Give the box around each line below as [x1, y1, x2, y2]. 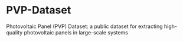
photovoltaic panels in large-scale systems [24, 29, 128, 36]
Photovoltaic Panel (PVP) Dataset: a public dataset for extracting [6, 23, 164, 30]
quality [6, 29, 23, 36]
